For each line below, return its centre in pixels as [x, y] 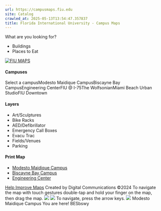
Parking [20, 146]
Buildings [21, 46]
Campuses [16, 72]
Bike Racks [23, 120]
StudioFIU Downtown [26, 93]
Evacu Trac [23, 135]
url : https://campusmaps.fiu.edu [39, 9]
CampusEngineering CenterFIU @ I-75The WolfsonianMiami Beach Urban [79, 88]
